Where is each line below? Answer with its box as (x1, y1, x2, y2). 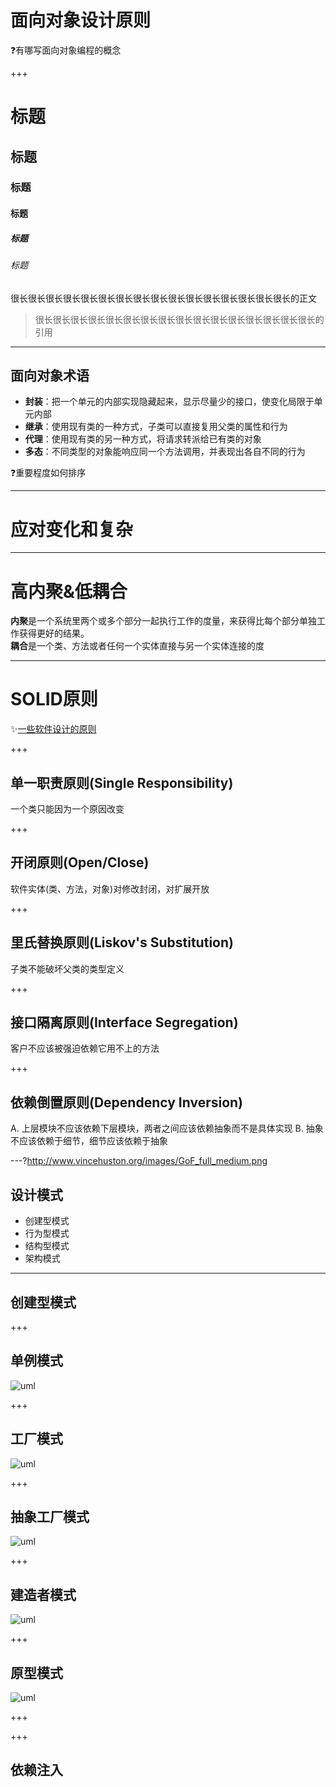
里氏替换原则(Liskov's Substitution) (10, 934, 234, 951)
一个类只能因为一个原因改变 (10, 803, 125, 815)
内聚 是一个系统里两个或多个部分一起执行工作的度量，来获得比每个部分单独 (10, 615, 317, 627)
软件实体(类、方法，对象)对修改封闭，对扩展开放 (10, 882, 210, 895)
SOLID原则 (10, 688, 98, 711)
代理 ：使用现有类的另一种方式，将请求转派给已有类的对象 (24, 433, 262, 445)
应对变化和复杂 (10, 518, 134, 541)
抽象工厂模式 (10, 1508, 90, 1525)
